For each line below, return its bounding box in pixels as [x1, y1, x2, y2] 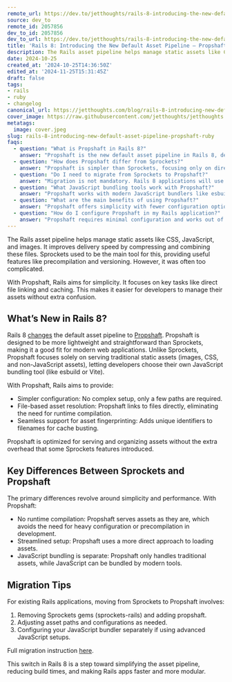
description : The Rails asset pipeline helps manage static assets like [7, 49, 221, 56]
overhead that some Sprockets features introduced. [7, 445, 154, 454]
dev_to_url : [7, 36, 41, 43]
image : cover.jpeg [13, 126, 67, 133]
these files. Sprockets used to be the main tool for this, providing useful [7, 250, 211, 258]
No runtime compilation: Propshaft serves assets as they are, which [17, 515, 209, 523]
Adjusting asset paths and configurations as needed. [17, 618, 168, 627]
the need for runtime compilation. [17, 409, 113, 418]
